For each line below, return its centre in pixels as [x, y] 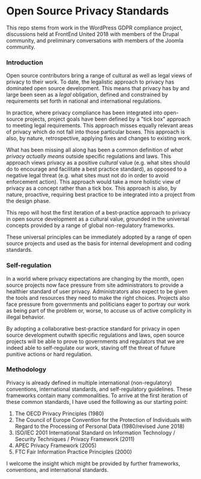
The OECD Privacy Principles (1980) [59, 413]
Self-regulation [29, 266]
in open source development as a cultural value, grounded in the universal [98, 219]
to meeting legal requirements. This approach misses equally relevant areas [100, 126]
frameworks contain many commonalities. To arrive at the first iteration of [97, 395]
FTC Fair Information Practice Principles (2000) [73, 451]
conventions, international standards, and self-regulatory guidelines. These [99, 389]
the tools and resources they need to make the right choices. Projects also [98, 297]
